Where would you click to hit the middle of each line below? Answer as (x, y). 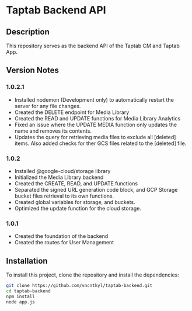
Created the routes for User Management (64, 243)
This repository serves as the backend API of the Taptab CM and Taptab (93, 46)
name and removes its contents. (53, 131)
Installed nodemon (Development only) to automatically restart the (94, 99)
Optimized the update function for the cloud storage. (78, 208)
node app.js (20, 302)
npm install (20, 296)
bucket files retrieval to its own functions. (64, 196)
